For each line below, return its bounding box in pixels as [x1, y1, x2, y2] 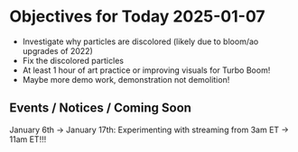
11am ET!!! [9, 133, 47, 145]
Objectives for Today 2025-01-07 [9, 6, 265, 27]
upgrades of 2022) [22, 45, 93, 56]
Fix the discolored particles [22, 55, 125, 66]
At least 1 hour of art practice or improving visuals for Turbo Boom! [22, 65, 271, 76]
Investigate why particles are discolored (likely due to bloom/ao [22, 36, 259, 47]
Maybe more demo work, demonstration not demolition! [22, 74, 230, 85]
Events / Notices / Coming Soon [9, 101, 192, 116]
